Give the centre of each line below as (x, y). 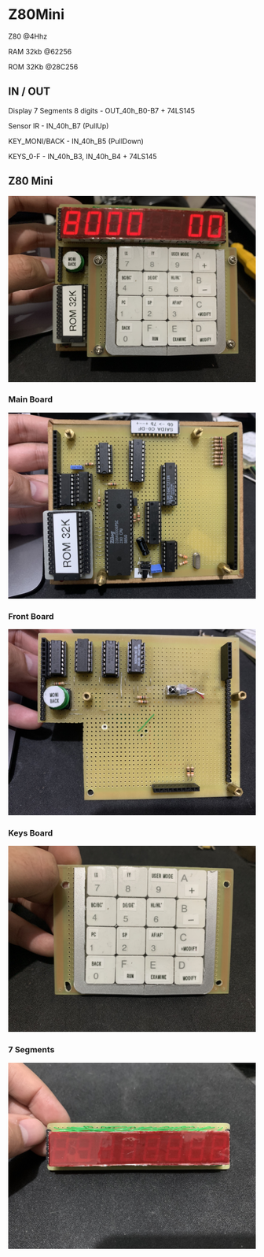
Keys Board (31, 833)
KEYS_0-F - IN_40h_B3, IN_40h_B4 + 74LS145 (82, 156)
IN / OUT (29, 92)
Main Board (31, 399)
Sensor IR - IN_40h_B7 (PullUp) (59, 126)
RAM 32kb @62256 (40, 51)
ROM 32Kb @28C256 (43, 67)
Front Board (31, 616)
